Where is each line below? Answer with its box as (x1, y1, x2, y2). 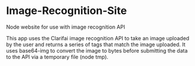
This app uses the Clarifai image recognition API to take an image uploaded (6, 34, 190, 41)
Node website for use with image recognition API (6, 23, 125, 30)
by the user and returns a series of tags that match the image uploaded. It (6, 41, 186, 48)
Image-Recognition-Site (6, 4, 127, 18)
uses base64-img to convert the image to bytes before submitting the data (6, 47, 188, 54)
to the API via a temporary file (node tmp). (6, 53, 109, 60)
